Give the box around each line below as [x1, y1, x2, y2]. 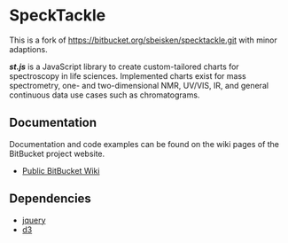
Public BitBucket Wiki [21, 165, 100, 176]
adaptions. [9, 43, 48, 54]
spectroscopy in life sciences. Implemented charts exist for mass [9, 70, 246, 81]
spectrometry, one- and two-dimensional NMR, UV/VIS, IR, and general [9, 80, 269, 90]
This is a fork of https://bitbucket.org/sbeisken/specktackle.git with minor [9, 35, 277, 45]
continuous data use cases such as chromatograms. [9, 90, 200, 100]
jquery [21, 215, 46, 225]
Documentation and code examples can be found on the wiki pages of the [9, 138, 280, 149]
